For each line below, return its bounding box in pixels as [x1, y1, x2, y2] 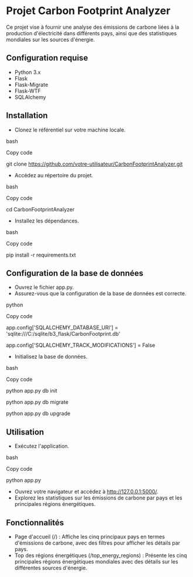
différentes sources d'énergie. [14, 565, 88, 571]
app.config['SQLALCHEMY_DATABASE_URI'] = [6, 324, 119, 331]
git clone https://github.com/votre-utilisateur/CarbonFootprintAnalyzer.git [6, 160, 183, 167]
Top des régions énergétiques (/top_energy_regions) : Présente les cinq [14, 552, 187, 559]
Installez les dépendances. [14, 217, 80, 224]
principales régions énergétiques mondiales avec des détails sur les [14, 558, 178, 565]
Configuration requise [6, 53, 88, 63]
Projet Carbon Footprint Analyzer [6, 4, 171, 18]
